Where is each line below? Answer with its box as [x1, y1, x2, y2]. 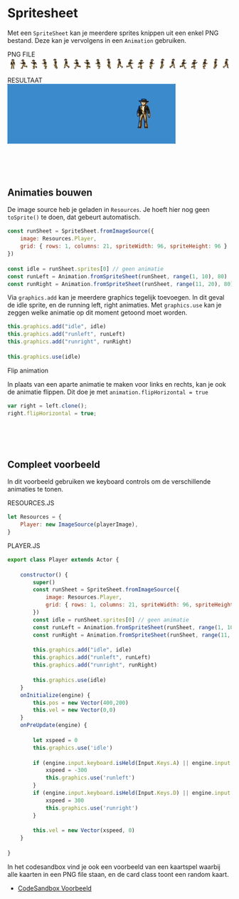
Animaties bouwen [7, 186, 92, 198]
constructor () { [20, 571, 69, 579]
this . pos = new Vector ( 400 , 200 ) [33, 699, 129, 706]
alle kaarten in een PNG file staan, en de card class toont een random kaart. [7, 870, 229, 878]
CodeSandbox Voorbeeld [17, 883, 92, 893]
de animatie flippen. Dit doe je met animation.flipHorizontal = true [7, 387, 208, 396]
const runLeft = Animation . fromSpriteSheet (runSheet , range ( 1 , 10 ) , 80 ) [7, 273, 228, 280]
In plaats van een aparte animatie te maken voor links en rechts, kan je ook [7, 380, 226, 388]
